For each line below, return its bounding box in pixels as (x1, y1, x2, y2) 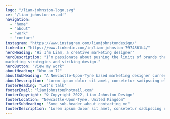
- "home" (10, 21, 28, 27)
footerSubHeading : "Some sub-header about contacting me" (5, 102, 130, 107)
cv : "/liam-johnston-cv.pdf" (5, 12, 67, 17)
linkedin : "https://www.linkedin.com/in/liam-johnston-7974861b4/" (5, 45, 151, 50)
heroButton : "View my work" (5, 64, 65, 69)
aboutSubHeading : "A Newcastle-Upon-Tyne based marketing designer (5, 73, 151, 78)
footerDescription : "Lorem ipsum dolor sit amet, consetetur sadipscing (5, 106, 162, 111)
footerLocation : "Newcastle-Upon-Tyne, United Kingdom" (5, 97, 125, 102)
